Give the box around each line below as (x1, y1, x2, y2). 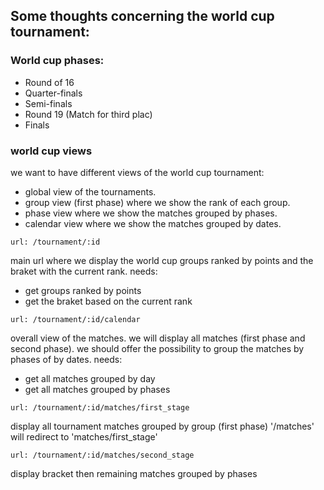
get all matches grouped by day (24, 372, 156, 384)
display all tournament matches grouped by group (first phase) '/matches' (10, 420, 315, 432)
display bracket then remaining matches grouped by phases (10, 467, 258, 479)
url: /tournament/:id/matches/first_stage (10, 402, 190, 413)
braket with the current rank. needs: (10, 265, 158, 277)
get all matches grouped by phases (24, 383, 171, 395)
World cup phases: (10, 54, 105, 68)
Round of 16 (24, 76, 75, 88)
